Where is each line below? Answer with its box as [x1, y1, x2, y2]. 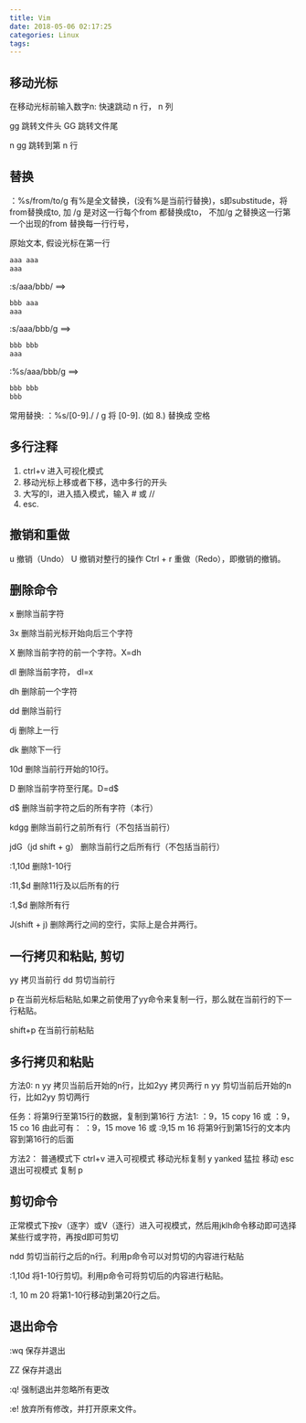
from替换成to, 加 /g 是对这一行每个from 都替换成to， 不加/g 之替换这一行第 [9, 207, 291, 218]
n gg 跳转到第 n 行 [9, 140, 79, 151]
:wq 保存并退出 [9, 1344, 66, 1355]
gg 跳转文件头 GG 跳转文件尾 [9, 121, 119, 132]
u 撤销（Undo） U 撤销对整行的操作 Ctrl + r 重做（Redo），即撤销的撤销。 [9, 553, 286, 564]
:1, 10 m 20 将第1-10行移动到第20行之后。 [9, 1290, 165, 1301]
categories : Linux [9, 30, 79, 39]
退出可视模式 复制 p [9, 1164, 84, 1175]
